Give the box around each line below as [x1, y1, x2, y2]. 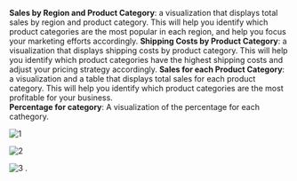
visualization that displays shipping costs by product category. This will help [9, 45, 288, 56]
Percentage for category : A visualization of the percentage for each [9, 102, 261, 112]
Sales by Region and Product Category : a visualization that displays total [9, 8, 278, 18]
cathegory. [9, 111, 49, 122]
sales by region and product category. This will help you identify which [9, 17, 269, 28]
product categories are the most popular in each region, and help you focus [9, 27, 286, 36]
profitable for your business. [9, 92, 113, 103]
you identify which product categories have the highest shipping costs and [9, 55, 283, 65]
